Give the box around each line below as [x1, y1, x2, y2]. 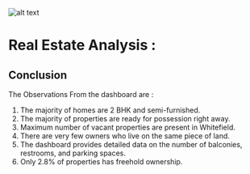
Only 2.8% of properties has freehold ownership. [19, 157, 183, 166]
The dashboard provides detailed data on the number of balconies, [19, 140, 243, 149]
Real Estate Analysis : [8, 36, 156, 54]
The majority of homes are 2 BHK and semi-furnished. [19, 105, 201, 115]
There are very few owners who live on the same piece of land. [19, 131, 230, 141]
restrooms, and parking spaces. [19, 148, 127, 158]
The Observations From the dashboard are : [8, 90, 154, 99]
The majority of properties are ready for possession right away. [19, 114, 231, 123]
